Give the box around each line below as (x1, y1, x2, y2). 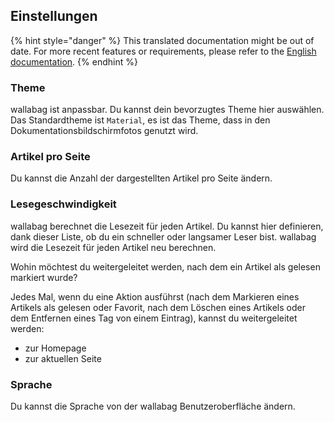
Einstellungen (10, 8, 98, 25)
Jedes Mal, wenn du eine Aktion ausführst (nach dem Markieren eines (10, 290, 300, 303)
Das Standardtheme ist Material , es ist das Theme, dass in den (10, 114, 271, 126)
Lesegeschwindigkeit (10, 197, 117, 211)
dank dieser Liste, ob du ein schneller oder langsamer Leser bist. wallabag (10, 230, 317, 243)
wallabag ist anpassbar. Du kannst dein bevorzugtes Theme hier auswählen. (10, 104, 325, 116)
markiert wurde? (10, 271, 78, 283)
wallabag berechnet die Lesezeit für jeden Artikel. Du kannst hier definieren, (10, 220, 324, 232)
